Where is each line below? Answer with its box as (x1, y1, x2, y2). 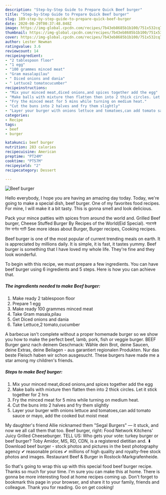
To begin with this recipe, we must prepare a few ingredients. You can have (5, 261, 159, 267)
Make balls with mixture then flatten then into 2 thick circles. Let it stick (12, 386, 157, 393)
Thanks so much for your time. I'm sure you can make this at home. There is (5, 469, 160, 475)
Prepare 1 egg (12, 301, 41, 307)
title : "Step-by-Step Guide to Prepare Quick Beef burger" (5, 12, 129, 17)
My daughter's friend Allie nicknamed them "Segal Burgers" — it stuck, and (5, 422, 159, 428)
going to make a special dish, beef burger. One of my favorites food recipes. (5, 201, 161, 206)
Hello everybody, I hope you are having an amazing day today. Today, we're (5, 195, 160, 201)
